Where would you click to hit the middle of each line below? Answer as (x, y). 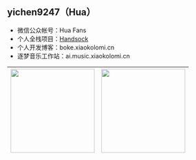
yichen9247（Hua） (52, 12)
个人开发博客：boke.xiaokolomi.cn (66, 47)
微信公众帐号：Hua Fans (52, 30)
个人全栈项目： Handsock (53, 38)
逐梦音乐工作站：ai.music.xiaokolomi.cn (74, 56)
